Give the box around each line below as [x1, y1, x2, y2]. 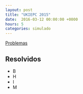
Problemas [5, 40, 28, 46]
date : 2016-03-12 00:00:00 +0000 [5, 17, 78, 22]
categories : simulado [5, 26, 51, 31]
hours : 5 [5, 21, 24, 27]
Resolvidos [5, 55, 41, 63]
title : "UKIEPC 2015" [5, 12, 51, 17]
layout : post [5, 7, 33, 13]
